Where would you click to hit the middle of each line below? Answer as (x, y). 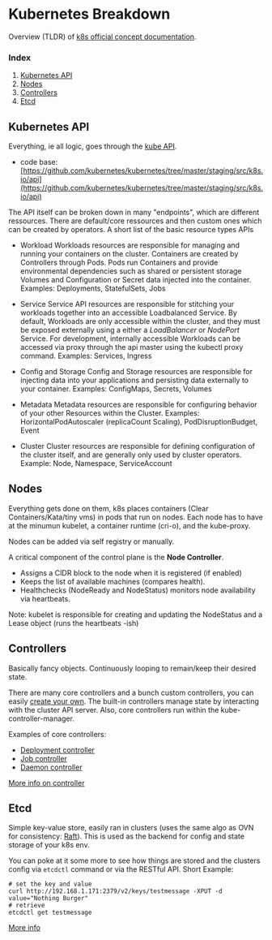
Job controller (43, 758)
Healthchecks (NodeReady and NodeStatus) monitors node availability (138, 590)
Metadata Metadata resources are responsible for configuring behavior (138, 405)
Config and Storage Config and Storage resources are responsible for (136, 372)
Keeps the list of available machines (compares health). (113, 581)
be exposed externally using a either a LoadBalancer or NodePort (130, 330)
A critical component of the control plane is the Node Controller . (116, 557)
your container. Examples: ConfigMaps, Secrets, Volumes (116, 389)
